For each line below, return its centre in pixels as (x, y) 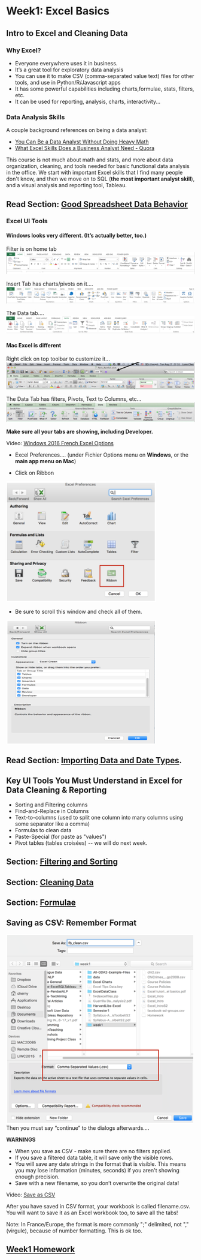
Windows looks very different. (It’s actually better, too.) (77, 236)
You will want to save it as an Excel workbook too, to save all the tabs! (92, 1213)
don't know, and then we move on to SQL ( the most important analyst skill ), (100, 179)
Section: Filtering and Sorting (62, 862)
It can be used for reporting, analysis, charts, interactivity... (88, 101)
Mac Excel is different (34, 345)
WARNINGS (21, 1139)
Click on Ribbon (34, 473)
